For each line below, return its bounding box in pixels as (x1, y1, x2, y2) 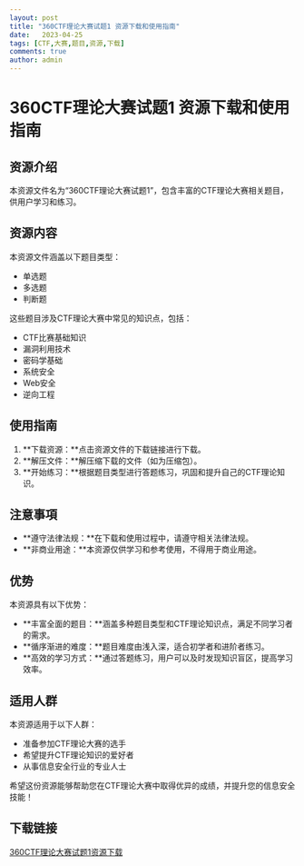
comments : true (9, 47, 67, 56)
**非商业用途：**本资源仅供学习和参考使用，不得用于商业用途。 (22, 544, 261, 555)
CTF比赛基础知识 (22, 332, 87, 343)
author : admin (9, 55, 64, 65)
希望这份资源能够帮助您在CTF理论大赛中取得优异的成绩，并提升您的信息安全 (9, 781, 296, 791)
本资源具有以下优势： (9, 599, 89, 610)
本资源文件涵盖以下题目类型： (9, 251, 121, 262)
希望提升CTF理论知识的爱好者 (22, 750, 134, 761)
